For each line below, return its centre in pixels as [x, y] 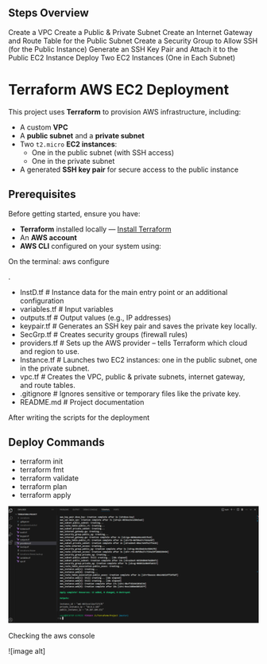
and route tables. [47, 385]
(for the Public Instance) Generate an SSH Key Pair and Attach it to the [123, 49]
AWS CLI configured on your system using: [90, 246]
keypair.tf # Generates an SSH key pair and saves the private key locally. [138, 326]
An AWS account [48, 237]
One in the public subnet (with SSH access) [103, 152]
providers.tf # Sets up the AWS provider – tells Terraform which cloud [133, 343]
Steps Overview [48, 13]
